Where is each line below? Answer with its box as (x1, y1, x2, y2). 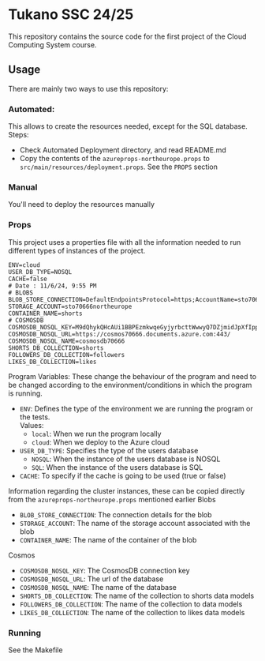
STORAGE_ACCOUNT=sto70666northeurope (8, 302, 132, 310)
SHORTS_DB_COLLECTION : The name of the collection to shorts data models (19, 591, 255, 600)
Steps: (8, 130, 29, 140)
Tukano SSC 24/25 (8, 6, 134, 24)
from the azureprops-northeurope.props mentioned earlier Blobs (8, 494, 216, 504)
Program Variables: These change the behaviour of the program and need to (8, 371, 257, 381)
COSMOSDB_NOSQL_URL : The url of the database (19, 574, 164, 584)
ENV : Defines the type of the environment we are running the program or (19, 404, 254, 413)
